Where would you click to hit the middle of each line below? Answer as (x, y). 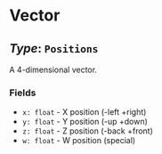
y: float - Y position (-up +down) (85, 122)
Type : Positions (54, 49)
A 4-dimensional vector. (53, 69)
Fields (23, 93)
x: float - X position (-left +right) (84, 112)
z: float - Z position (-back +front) (88, 131)
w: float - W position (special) (79, 141)
